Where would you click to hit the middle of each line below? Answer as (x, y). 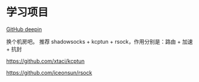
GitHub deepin (24, 29)
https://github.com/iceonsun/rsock (49, 72)
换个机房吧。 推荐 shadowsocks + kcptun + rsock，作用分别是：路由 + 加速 (99, 41)
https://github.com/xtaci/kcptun (46, 61)
